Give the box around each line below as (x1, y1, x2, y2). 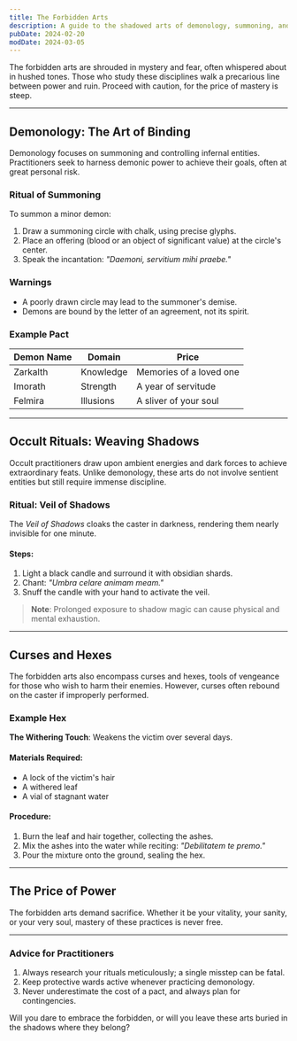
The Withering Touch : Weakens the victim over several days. (9, 732, 233, 742)
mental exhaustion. (30, 613, 101, 625)
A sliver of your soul (136, 394, 219, 407)
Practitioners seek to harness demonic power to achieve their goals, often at (9, 157, 287, 168)
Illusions (80, 394, 115, 407)
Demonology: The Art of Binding (9, 124, 192, 139)
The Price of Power (9, 883, 117, 899)
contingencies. (21, 995, 77, 1006)
